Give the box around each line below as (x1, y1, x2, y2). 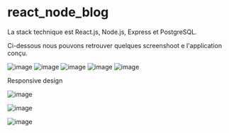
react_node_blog (7, 4, 109, 21)
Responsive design (7, 76, 63, 85)
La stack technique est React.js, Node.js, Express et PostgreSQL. (7, 28, 197, 36)
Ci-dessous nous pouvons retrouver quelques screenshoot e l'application (7, 41, 222, 50)
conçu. (7, 49, 28, 57)
